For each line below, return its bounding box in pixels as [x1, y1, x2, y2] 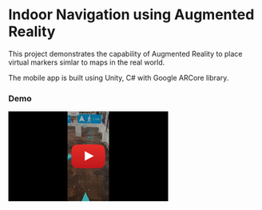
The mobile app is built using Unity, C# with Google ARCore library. [8, 73, 229, 82]
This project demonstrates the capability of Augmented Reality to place [8, 49, 243, 58]
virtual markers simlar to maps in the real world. [8, 57, 165, 67]
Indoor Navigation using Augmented [8, 6, 255, 24]
